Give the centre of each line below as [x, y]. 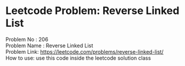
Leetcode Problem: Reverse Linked [92, 11]
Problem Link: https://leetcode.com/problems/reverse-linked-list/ [85, 51]
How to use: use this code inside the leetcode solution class [78, 58]
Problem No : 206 [27, 39]
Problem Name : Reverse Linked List [49, 46]
